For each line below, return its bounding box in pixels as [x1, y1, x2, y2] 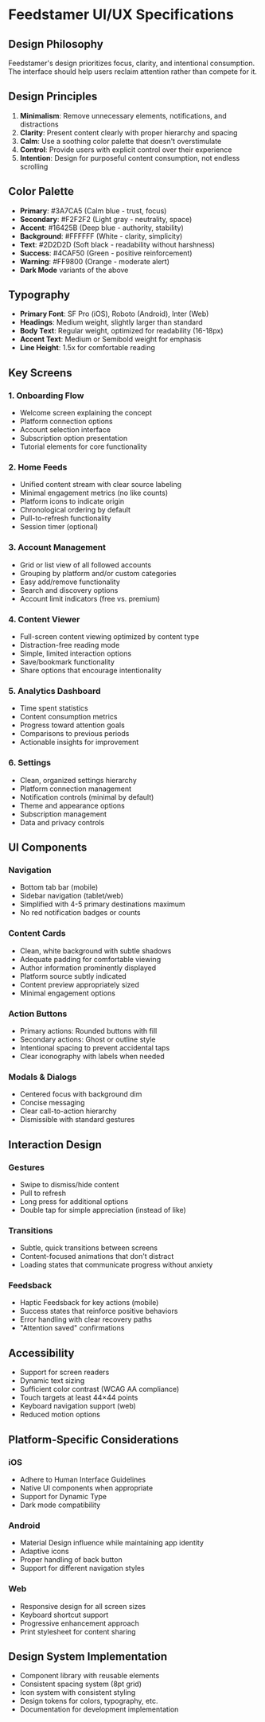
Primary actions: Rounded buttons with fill [19, 1026, 158, 1035]
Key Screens [8, 366, 73, 380]
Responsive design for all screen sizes [19, 1601, 146, 1611]
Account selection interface [19, 425, 111, 434]
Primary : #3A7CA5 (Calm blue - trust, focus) [19, 205, 167, 216]
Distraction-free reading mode [19, 641, 120, 650]
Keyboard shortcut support [19, 1610, 109, 1619]
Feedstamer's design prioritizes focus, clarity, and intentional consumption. [8, 58, 255, 68]
